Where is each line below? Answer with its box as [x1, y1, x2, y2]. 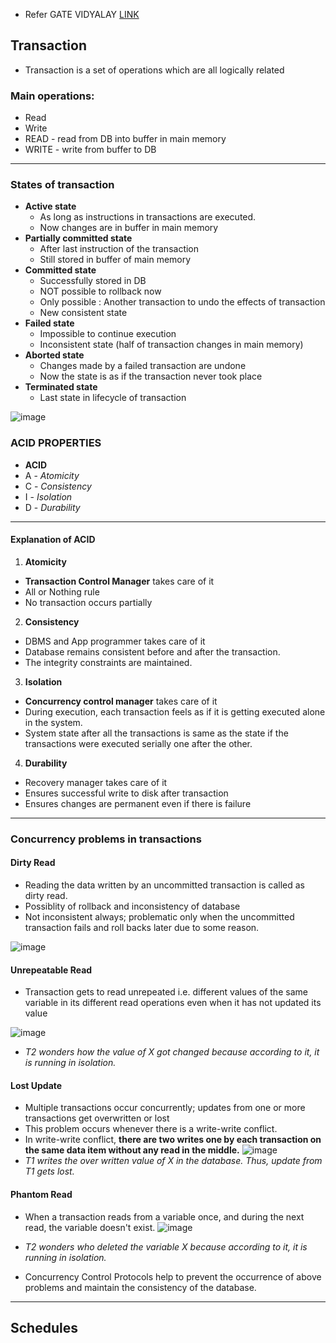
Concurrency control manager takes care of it [24, 695, 218, 707]
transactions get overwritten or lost [24, 1112, 170, 1124]
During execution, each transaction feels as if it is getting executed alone [24, 705, 326, 718]
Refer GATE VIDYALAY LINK [24, 9, 140, 20]
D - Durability [24, 501, 81, 513]
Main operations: [10, 89, 95, 103]
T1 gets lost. [24, 1165, 75, 1178]
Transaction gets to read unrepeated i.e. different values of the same [24, 986, 308, 998]
